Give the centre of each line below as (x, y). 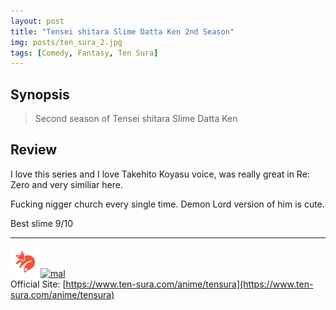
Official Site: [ (38, 284)
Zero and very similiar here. (66, 184)
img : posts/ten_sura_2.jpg (66, 42)
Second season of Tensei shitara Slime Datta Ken (136, 119)
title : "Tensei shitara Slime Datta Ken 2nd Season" (122, 31)
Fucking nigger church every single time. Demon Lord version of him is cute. (167, 204)
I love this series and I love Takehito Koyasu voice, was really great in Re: (160, 174)
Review (34, 150)
